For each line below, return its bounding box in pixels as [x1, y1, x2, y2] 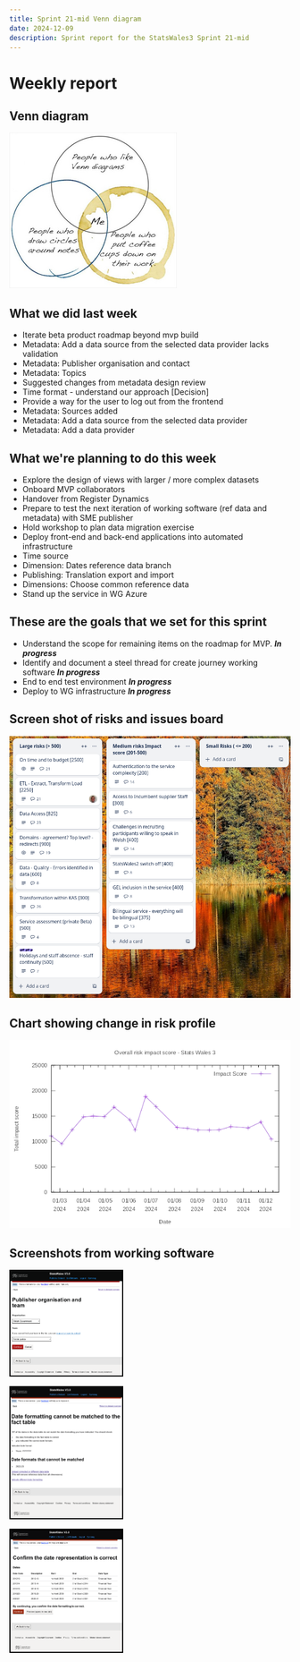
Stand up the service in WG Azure [21, 589, 147, 599]
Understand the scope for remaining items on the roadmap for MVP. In [21, 638, 282, 649]
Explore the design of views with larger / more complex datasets [21, 474, 260, 485]
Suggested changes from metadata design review [21, 377, 206, 388]
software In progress [21, 667, 101, 678]
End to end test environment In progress [21, 676, 172, 686]
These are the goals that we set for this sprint [9, 614, 268, 630]
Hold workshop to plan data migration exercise [21, 522, 195, 533]
